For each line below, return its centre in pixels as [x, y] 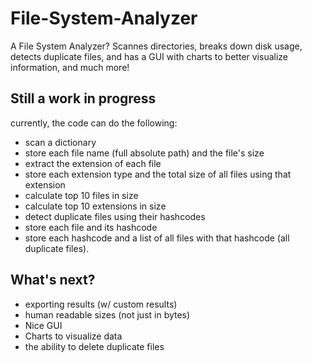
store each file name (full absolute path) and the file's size [144, 153]
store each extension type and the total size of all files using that [158, 174]
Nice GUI [43, 325]
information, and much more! [70, 67]
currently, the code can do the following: [94, 123]
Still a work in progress [83, 98]
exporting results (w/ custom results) [101, 304]
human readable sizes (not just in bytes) [107, 314]
